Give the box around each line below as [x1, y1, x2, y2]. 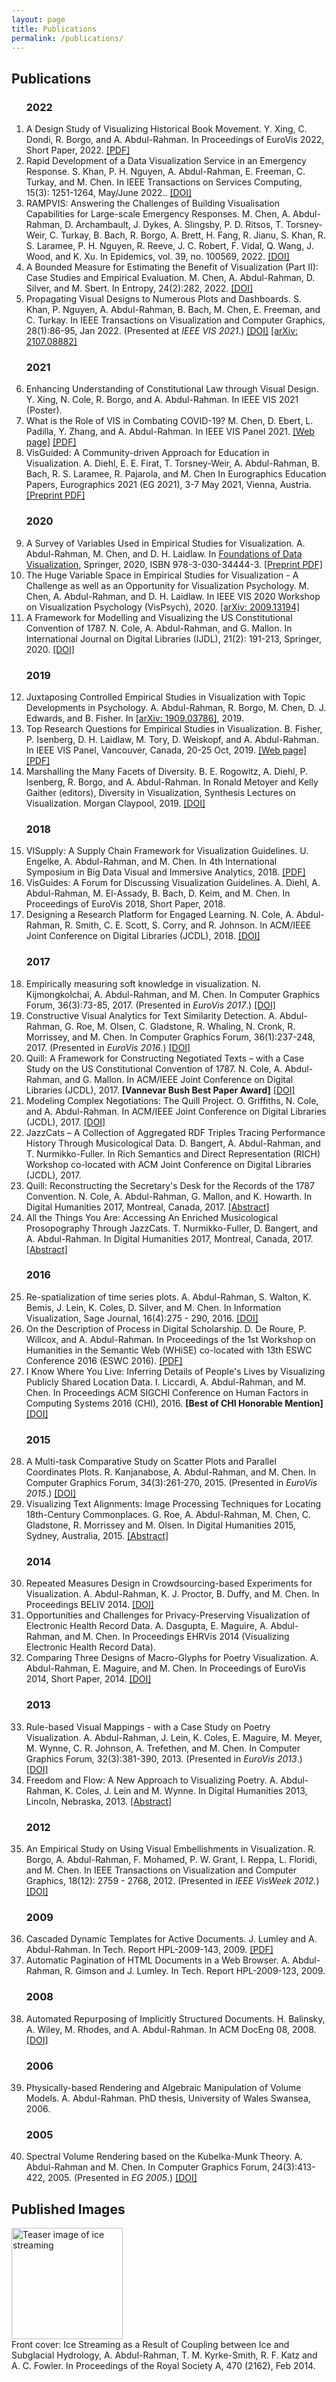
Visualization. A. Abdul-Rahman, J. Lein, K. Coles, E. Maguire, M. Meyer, [25, 1731, 323, 1743]
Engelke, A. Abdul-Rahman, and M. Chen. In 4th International [25, 856, 278, 868]
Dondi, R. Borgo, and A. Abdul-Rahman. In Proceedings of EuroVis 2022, [25, 134, 325, 146]
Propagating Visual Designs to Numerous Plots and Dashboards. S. [25, 293, 302, 305]
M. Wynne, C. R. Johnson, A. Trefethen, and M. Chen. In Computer [25, 1742, 301, 1754]
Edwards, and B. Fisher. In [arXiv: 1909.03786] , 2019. [25, 712, 244, 724]
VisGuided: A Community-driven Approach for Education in [25, 447, 270, 459]
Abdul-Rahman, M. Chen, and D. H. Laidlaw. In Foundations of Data [25, 547, 303, 560]
